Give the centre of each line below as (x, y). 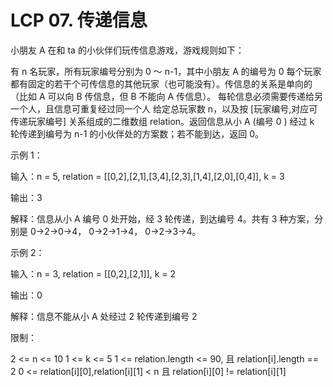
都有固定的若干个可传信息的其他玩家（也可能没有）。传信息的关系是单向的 (161, 83)
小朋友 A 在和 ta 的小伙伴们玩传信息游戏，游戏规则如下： (127, 50)
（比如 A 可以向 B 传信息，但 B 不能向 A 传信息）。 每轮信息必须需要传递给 (162, 96)
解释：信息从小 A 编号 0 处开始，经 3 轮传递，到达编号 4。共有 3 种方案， (162, 218)
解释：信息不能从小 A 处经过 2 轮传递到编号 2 (104, 316)
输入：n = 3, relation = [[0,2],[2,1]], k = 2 (93, 273)
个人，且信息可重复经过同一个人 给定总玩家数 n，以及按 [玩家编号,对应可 (168, 108)
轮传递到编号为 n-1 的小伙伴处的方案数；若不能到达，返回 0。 (137, 133)
